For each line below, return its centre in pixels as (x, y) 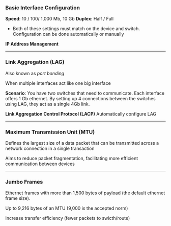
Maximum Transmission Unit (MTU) (50, 132)
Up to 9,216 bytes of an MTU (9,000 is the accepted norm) (67, 208)
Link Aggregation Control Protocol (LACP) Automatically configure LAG (81, 114)
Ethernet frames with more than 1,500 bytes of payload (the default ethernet (85, 193)
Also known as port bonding (35, 73)
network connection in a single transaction (50, 148)
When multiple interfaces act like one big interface (58, 83)
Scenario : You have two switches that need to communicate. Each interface (85, 93)
